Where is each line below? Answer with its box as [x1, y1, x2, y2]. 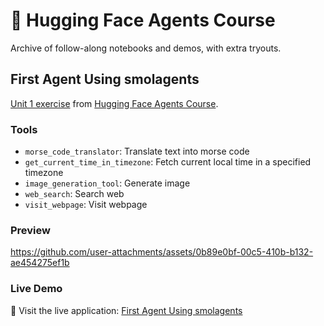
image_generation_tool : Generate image [24, 177, 191, 189]
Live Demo [10, 282, 63, 296]
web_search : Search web [24, 188, 125, 200]
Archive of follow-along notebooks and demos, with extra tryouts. [10, 42, 282, 54]
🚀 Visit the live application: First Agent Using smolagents [10, 304, 243, 316]
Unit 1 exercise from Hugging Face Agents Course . [10, 97, 219, 109]
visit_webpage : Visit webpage [24, 199, 148, 211]
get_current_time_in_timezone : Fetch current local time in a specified [24, 156, 312, 168]
